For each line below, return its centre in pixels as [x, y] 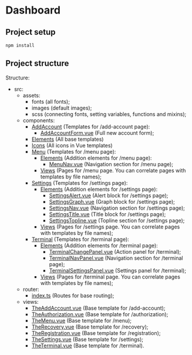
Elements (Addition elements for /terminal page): [99, 245]
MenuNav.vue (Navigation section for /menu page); [111, 164]
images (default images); [62, 108]
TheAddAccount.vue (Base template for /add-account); [98, 308]
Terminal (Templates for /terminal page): [80, 239]
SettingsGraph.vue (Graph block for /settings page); [112, 201]
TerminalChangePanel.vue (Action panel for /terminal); [115, 251]
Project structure [37, 63]
